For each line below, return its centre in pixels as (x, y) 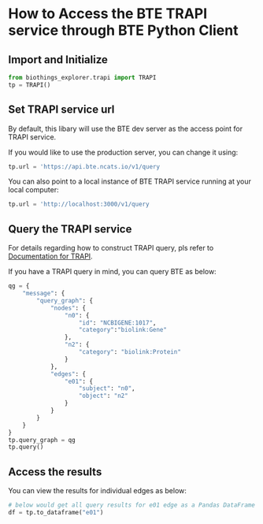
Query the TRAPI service (70, 229)
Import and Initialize (58, 59)
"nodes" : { (68, 308)
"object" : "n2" (103, 396)
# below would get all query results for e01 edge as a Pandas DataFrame (132, 505)
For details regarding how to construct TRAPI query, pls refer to (111, 248)
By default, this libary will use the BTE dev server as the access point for (125, 128)
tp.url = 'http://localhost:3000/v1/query (79, 204)
